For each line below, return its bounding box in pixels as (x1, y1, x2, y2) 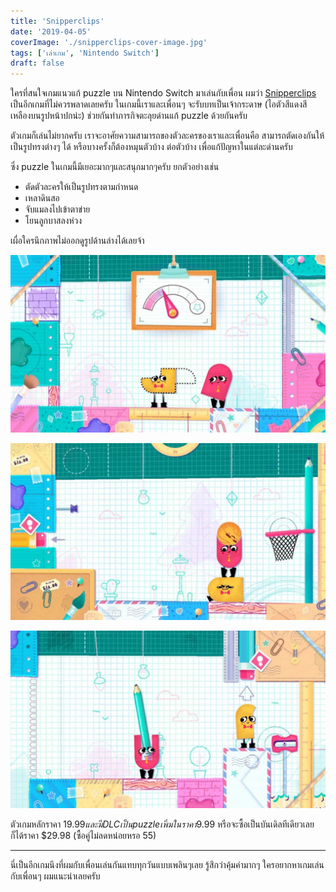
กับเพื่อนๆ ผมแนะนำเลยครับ (10, 870, 101, 882)
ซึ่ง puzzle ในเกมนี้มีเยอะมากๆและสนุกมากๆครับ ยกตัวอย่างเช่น (10, 161, 220, 173)
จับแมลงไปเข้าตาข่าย (24, 203, 91, 215)
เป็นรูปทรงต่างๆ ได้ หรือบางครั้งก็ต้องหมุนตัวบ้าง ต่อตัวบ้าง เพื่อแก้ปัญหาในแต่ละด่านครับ (10, 141, 293, 153)
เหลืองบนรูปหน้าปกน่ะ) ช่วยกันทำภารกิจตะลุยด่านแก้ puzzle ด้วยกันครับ (10, 110, 248, 122)
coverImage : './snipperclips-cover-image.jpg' (10, 37, 208, 47)
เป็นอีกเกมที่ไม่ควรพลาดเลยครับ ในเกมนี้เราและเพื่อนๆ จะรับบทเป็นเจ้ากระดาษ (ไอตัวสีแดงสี (10, 98, 308, 110)
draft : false (10, 58, 65, 69)
